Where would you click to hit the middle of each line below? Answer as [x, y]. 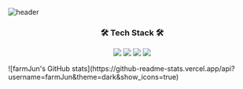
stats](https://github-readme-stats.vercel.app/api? [153, 69]
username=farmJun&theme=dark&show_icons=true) [94, 77]
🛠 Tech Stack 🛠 [132, 33]
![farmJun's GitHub [39, 69]
